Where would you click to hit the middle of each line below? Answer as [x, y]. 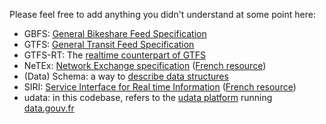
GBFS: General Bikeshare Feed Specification [115, 33]
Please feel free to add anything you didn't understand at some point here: [162, 14]
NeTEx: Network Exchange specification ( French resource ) [145, 65]
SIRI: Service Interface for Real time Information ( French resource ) [160, 87]
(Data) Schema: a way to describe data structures [126, 76]
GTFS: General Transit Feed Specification [109, 44]
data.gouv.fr [49, 108]
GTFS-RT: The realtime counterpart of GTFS [115, 55]
